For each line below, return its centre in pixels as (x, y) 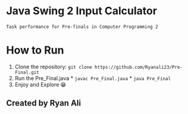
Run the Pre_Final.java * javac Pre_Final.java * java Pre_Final (93, 78)
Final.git (27, 72)
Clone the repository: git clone (53, 66)
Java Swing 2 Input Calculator (82, 11)
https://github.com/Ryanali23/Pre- (139, 67)
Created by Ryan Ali (44, 103)
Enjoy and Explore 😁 (40, 84)
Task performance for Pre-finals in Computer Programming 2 (82, 27)
